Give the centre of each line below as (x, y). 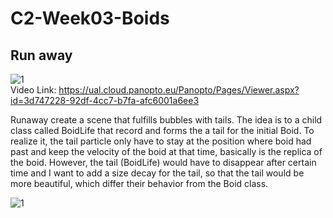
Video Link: (33, 90)
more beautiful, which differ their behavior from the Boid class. (139, 183)
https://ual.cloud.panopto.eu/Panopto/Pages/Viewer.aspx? (179, 90)
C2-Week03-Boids (90, 18)
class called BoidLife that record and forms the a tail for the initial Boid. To (162, 130)
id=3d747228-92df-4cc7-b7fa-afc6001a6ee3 (105, 100)
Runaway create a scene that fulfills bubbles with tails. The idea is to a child (166, 120)
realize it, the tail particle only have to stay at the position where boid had (161, 141)
